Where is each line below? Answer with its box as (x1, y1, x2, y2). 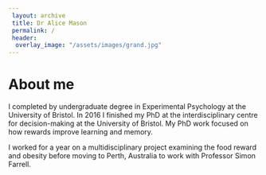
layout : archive (11, 11, 66, 20)
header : (11, 33, 37, 42)
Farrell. (8, 160, 32, 169)
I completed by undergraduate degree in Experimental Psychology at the (8, 102, 247, 111)
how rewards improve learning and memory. (8, 127, 154, 137)
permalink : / (11, 26, 56, 34)
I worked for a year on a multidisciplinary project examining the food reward (8, 142, 257, 152)
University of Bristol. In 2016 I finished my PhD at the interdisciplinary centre (8, 111, 259, 120)
